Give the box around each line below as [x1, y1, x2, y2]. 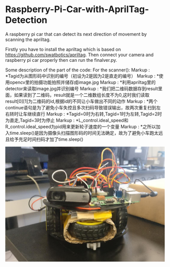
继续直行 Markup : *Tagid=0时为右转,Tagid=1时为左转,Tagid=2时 [27, 110, 162, 117]
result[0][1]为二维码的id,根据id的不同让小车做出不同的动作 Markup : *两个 [5, 98, 158, 104]
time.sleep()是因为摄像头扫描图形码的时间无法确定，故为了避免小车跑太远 [9, 130, 163, 136]
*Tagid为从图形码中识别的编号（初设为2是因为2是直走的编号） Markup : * [5, 72, 159, 79]
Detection [5, 14, 48, 26]
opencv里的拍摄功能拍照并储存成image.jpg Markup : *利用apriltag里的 [9, 79, 156, 85]
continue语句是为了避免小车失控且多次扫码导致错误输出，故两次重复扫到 [5, 104, 157, 110]
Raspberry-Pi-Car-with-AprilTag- [5, 4, 149, 15]
